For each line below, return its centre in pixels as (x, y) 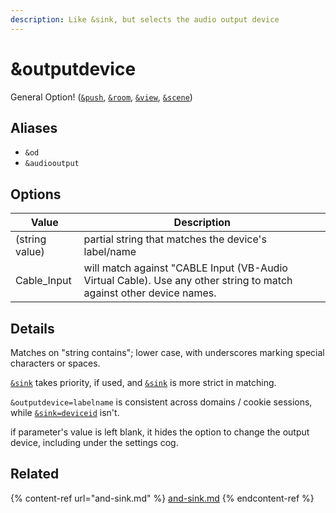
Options (36, 194)
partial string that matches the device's (175, 239)
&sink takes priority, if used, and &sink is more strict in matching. (143, 382)
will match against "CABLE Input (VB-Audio (185, 268)
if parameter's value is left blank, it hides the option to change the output (160, 432)
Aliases (34, 127)
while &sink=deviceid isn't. (65, 412)
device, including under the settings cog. (94, 442)
